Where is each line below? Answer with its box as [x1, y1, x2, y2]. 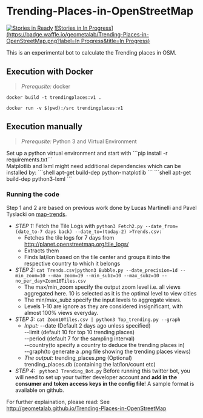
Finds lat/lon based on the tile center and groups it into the [24, 253, 171, 260]
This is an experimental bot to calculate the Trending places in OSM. [6, 49, 177, 56]
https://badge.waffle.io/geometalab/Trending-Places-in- [8, 30, 150, 38]
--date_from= [145, 223, 178, 229]
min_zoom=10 [15, 272, 45, 278]
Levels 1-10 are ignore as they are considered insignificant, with [24, 302, 183, 310]
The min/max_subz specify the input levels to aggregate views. [24, 296, 182, 303]
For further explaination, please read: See [6, 398, 110, 405]
